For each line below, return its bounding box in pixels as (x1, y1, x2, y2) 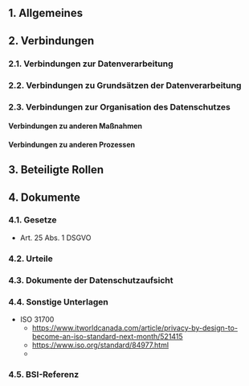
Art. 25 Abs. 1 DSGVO (19, 233, 92, 243)
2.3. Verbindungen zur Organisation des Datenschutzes (8, 101, 231, 112)
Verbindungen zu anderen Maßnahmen (8, 121, 143, 131)
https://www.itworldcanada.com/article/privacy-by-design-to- (31, 322, 239, 333)
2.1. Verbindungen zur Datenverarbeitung (8, 58, 173, 69)
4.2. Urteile (8, 253, 54, 264)
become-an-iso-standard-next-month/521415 (31, 331, 183, 341)
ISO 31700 (19, 314, 55, 324)
